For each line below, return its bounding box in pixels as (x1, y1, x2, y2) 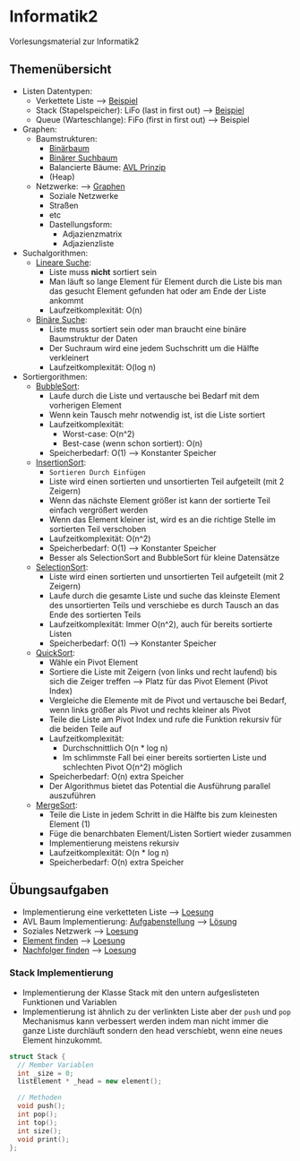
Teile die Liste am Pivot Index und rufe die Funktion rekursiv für (48, 714, 282, 725)
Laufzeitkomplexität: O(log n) (48, 361, 157, 373)
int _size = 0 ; (17, 1069, 74, 1078)
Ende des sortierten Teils (48, 609, 141, 620)
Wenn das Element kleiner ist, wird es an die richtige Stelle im (48, 513, 276, 525)
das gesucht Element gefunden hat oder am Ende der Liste (48, 285, 267, 297)
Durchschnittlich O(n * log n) (62, 742, 168, 753)
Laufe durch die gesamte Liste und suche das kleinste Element (48, 589, 280, 601)
